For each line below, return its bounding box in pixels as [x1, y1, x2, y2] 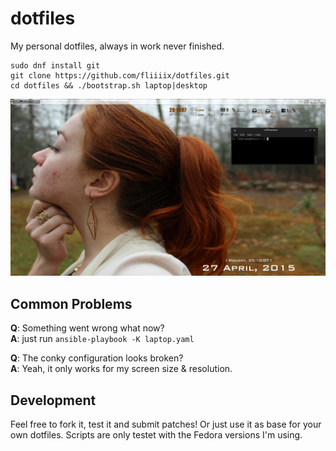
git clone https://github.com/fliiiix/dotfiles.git [10, 70, 230, 81]
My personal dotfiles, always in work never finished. [10, 40, 225, 52]
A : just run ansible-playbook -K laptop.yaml [10, 333, 195, 345]
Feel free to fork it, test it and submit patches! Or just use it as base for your [10, 418, 322, 431]
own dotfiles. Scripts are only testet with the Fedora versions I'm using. [10, 429, 303, 441]
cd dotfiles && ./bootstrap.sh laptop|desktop [10, 80, 208, 91]
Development [10, 392, 97, 409]
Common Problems [10, 295, 133, 312]
